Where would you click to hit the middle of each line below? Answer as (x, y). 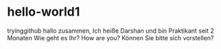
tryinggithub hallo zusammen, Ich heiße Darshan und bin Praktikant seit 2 (111, 31)
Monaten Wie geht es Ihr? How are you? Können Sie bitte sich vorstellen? (110, 37)
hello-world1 (44, 12)
